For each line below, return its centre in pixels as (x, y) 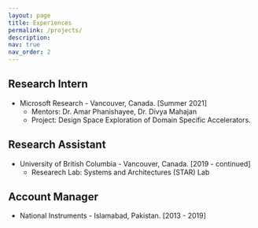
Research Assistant (57, 145)
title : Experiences (40, 23)
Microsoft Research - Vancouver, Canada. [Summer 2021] (113, 103)
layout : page (29, 15)
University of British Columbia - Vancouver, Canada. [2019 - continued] (135, 163)
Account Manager (53, 197)
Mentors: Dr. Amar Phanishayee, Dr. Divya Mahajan (114, 111)
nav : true (24, 45)
